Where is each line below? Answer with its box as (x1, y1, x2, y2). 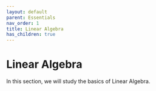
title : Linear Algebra (6, 25, 64, 32)
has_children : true (6, 32, 56, 38)
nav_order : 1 (6, 20, 39, 26)
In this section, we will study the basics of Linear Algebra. (6, 78, 151, 85)
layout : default (6, 8, 47, 15)
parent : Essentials (6, 15, 56, 21)
